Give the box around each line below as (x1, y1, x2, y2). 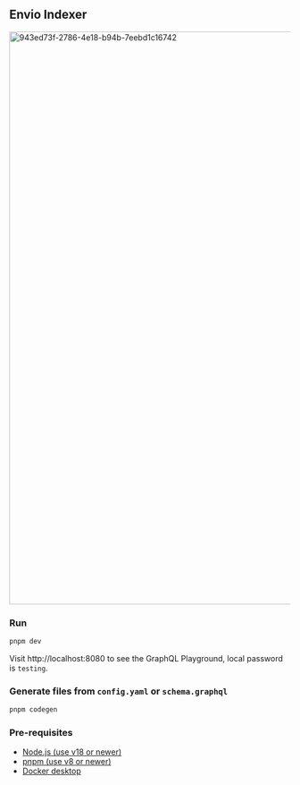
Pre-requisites (9, 727, 73, 739)
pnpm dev (9, 637, 42, 646)
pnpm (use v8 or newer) (21, 756, 112, 767)
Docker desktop (21, 765, 82, 777)
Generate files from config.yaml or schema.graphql (9, 685, 229, 697)
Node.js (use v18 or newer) (21, 747, 122, 757)
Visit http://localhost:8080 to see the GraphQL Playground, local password (9, 653, 283, 663)
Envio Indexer (9, 7, 87, 22)
